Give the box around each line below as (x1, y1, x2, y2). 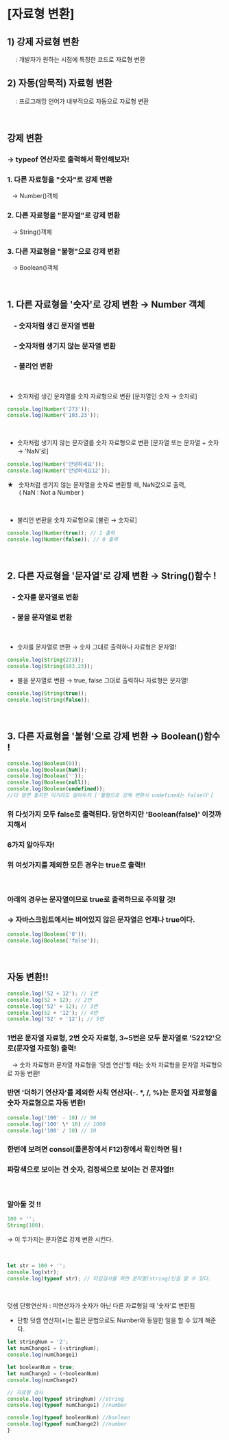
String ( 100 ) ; (7, 1222, 45, 1229)
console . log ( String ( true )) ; (7, 690, 88, 697)
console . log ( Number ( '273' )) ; (7, 405, 91, 413)
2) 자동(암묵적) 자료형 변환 (7, 77, 113, 89)
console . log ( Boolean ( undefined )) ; (7, 786, 106, 793)
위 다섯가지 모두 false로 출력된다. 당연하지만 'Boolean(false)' (7, 809, 201, 819)
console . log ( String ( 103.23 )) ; (7, 663, 94, 670)
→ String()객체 (12, 228, 53, 236)
